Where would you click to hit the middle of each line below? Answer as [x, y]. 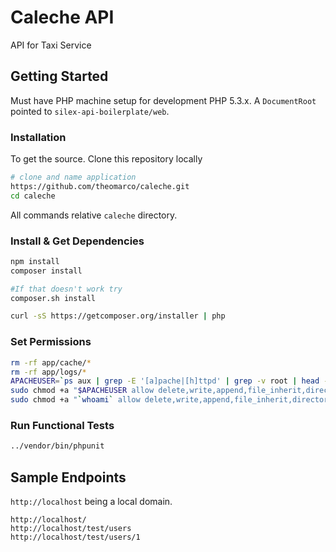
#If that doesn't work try [66, 289]
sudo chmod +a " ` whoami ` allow [75, 400]
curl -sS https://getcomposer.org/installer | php [118, 316]
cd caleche [33, 196]
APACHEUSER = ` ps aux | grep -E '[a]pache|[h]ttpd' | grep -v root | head [165, 381]
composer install [46, 271]
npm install [35, 261]
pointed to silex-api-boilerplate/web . [90, 111]
